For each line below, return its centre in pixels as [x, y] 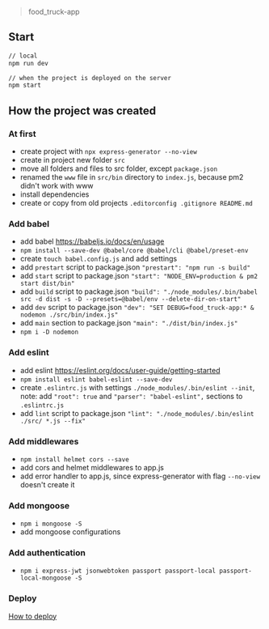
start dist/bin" [47, 284]
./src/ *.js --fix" [53, 421]
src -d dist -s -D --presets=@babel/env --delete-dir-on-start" [130, 300]
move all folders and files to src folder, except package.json [119, 168]
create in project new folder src [72, 160]
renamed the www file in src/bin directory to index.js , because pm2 [132, 177]
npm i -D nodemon [49, 332]
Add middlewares [44, 441]
